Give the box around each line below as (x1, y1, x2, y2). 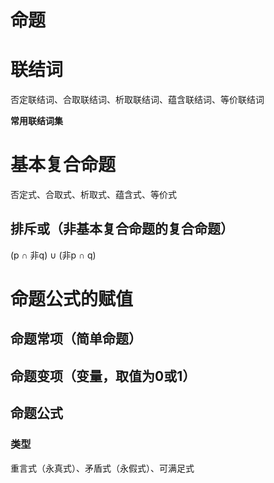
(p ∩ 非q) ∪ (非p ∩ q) (10, 249, 97, 261)
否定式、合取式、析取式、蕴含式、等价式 (10, 189, 177, 201)
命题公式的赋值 (10, 288, 134, 311)
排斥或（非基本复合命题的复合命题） (10, 221, 234, 238)
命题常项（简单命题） (10, 331, 142, 348)
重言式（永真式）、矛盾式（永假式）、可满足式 (10, 462, 195, 474)
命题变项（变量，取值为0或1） (10, 367, 197, 385)
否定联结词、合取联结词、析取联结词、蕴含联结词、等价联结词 (10, 94, 265, 106)
